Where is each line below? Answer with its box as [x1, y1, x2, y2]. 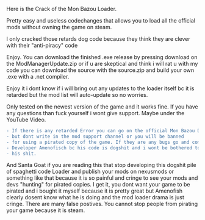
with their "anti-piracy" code [6, 42, 78, 49]
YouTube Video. [6, 116, 46, 123]
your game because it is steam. [6, 207, 85, 214]
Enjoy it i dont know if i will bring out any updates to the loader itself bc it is [6, 85, 195, 92]
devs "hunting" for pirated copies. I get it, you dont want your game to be [6, 181, 190, 188]
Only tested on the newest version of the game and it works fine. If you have [6, 103, 198, 110]
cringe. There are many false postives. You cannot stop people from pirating [6, 200, 198, 208]
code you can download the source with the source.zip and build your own [6, 66, 195, 74]
